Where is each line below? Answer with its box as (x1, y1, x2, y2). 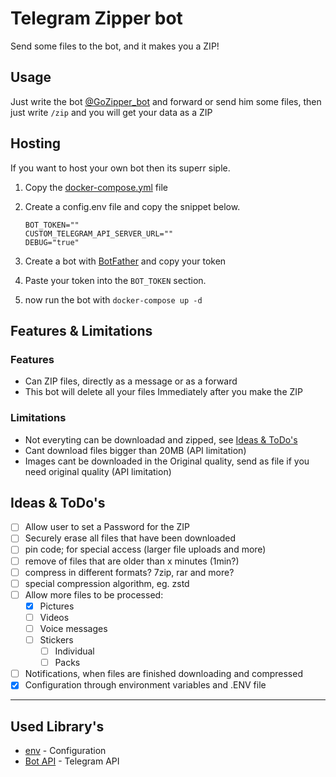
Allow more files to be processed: (24, 588, 164, 601)
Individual (54, 645, 95, 657)
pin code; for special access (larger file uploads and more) (24, 543, 267, 556)
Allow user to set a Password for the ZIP (24, 521, 191, 533)
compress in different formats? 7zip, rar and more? (24, 566, 235, 578)
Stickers (39, 633, 74, 646)
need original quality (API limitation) (24, 465, 172, 477)
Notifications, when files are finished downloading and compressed (24, 668, 303, 680)
